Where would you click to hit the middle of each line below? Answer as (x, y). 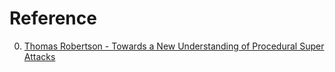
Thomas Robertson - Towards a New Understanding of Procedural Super (174, 46)
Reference (53, 18)
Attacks (39, 56)
